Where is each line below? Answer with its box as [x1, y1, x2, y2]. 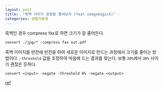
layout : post [5, 7, 32, 12]
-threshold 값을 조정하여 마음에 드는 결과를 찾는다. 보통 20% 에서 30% [19, 55, 150, 61]
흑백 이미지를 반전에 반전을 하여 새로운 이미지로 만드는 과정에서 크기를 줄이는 [5, 49, 152, 55]
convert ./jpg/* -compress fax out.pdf [5, 40, 87, 45]
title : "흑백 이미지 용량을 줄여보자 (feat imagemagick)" [5, 12, 116, 17]
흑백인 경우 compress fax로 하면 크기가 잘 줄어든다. [5, 30, 104, 36]
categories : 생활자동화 [5, 16, 48, 21]
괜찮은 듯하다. [10, 62, 37, 67]
